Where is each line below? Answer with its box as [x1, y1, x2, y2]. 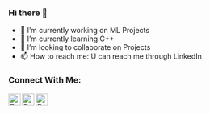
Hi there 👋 [8, 7, 48, 18]
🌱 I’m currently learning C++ [19, 34, 115, 43]
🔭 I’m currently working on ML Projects [19, 26, 150, 35]
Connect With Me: [8, 75, 82, 86]
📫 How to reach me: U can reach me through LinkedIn [19, 51, 202, 61]
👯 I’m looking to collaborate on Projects [19, 43, 151, 52]
